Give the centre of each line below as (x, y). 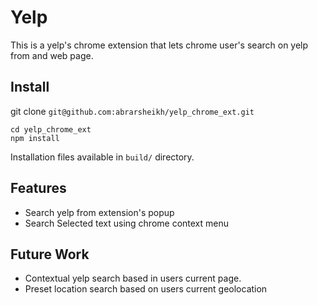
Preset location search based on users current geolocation (146, 289)
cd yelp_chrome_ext (51, 129)
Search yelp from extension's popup (99, 212)
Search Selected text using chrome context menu (127, 223)
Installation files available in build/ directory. (102, 157)
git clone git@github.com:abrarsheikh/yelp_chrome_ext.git (132, 111)
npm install (35, 138)
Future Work (50, 254)
